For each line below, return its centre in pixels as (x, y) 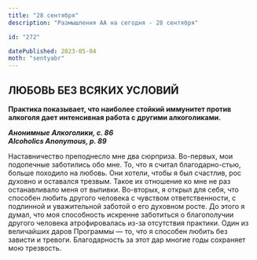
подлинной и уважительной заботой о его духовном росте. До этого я (127, 206)
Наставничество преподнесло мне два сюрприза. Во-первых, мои (121, 156)
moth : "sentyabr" (37, 59)
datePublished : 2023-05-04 (52, 51)
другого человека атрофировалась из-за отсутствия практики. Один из (128, 223)
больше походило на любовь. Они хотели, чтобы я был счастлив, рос (125, 173)
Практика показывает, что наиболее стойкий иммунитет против (120, 109)
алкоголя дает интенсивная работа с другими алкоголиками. (115, 117)
